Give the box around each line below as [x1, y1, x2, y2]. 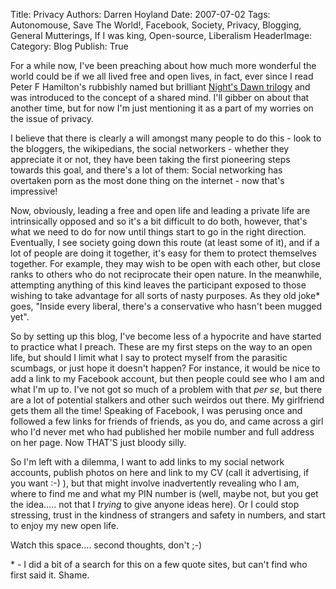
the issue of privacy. [10, 113, 95, 124]
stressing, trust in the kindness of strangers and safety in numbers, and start [10, 509, 326, 521]
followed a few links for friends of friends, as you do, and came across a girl [10, 415, 324, 427]
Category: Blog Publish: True [10, 40, 129, 52]
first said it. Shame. [10, 569, 90, 581]
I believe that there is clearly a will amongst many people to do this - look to [10, 132, 322, 144]
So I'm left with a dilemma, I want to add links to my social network [10, 456, 285, 468]
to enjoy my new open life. [10, 520, 120, 531]
